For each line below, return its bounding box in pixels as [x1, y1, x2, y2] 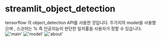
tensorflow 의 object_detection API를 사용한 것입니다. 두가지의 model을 [5, 20, 143, 25]
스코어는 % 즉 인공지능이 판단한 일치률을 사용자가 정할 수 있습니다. [16, 25, 142, 31]
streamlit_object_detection [5, 3, 115, 14]
